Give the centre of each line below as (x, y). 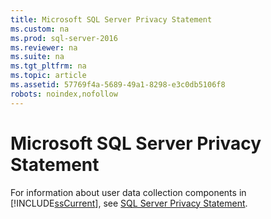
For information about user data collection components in (128, 192)
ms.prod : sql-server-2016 (64, 38)
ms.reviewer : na (44, 47)
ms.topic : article (48, 76)
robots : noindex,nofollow (64, 94)
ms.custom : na (40, 29)
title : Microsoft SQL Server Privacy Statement (111, 19)
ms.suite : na (37, 57)
